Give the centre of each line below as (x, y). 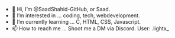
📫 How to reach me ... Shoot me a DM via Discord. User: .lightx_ (90, 28)
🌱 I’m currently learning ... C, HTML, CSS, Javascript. (76, 22)
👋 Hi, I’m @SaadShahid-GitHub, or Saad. (61, 9)
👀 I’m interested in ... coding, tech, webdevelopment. (76, 15)
